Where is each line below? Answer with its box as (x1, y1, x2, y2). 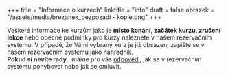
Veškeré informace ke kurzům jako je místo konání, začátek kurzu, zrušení (7, 27, 221, 34)
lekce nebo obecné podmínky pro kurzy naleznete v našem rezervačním (7, 33, 212, 42)
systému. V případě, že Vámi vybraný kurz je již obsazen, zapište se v (7, 41, 205, 48)
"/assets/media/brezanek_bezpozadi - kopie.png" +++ (7, 13, 162, 21)
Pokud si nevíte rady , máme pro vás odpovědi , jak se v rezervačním (7, 55, 202, 63)
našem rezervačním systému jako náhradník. (7, 48, 134, 56)
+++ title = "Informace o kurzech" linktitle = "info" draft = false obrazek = (7, 6, 215, 14)
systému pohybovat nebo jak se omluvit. (7, 63, 122, 70)
